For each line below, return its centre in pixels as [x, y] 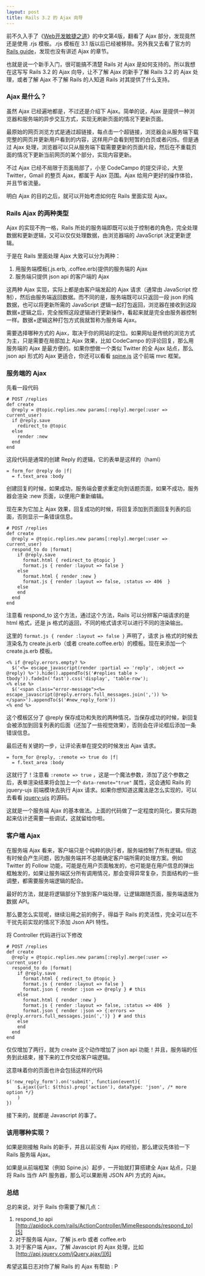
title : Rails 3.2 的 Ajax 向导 [45, 18]
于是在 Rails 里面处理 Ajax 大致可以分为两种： [63, 256]
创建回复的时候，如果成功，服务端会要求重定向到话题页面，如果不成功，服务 [103, 489]
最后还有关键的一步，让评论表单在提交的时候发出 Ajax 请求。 [83, 746]
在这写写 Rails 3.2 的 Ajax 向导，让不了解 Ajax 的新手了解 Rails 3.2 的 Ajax [99, 71]
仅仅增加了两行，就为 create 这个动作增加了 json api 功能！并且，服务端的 [99, 1049]
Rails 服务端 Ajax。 [30, 1154]
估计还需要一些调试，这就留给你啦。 [62, 818]
